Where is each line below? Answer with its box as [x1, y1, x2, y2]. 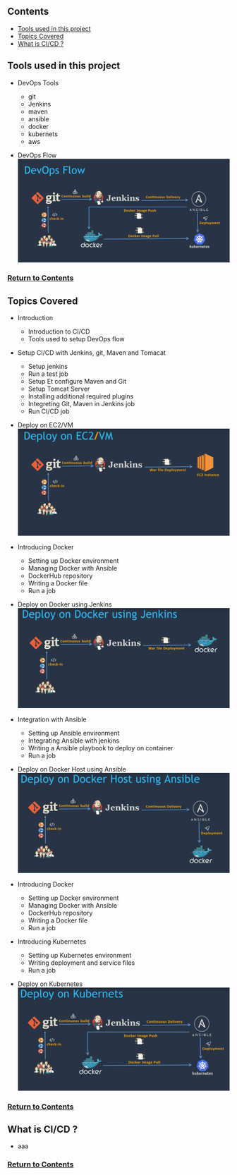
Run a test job [28, 370, 68, 378]
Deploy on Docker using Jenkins [17, 600, 112, 609]
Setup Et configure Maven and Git [28, 377, 127, 386]
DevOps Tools [17, 78, 59, 87]
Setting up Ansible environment [28, 729, 120, 737]
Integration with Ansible [17, 715, 87, 724]
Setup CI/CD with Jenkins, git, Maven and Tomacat [17, 348, 166, 357]
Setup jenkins [28, 363, 68, 371]
